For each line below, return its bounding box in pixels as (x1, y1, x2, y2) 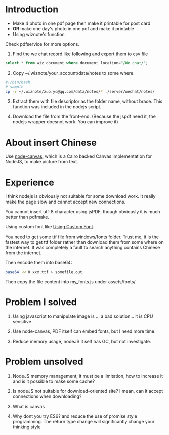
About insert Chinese (5, 137, 97, 148)
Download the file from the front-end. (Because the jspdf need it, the (12, 113, 156, 120)
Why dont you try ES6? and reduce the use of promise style (12, 413, 138, 419)
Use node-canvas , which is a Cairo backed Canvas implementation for (5, 153, 152, 159)
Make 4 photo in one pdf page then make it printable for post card (12, 20, 151, 26)
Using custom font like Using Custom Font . (5, 224, 95, 230)
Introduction (5, 4, 59, 15)
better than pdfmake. (5, 214, 50, 220)
